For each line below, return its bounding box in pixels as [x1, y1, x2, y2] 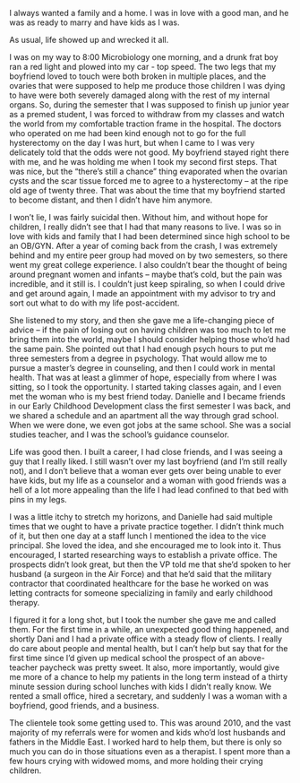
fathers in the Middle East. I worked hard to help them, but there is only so [9, 736, 282, 747]
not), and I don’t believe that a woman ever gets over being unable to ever [9, 466, 282, 476]
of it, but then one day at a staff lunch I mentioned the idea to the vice [9, 530, 267, 541]
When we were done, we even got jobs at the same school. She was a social [9, 420, 291, 430]
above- [238, 653, 266, 663]
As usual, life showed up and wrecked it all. [9, 35, 169, 45]
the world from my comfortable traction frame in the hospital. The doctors [9, 118, 282, 129]
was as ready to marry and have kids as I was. [9, 17, 181, 28]
